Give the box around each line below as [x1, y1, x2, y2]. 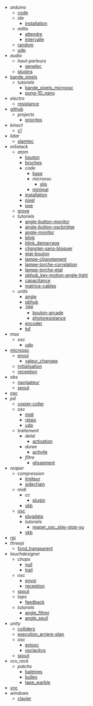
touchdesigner [9, 551, 40, 557]
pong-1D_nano [24, 90, 55, 96]
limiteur [24, 476, 40, 482]
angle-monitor [24, 229, 54, 235]
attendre [24, 31, 42, 37]
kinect [9, 122, 23, 128]
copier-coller [17, 401, 44, 406]
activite [32, 449, 47, 455]
